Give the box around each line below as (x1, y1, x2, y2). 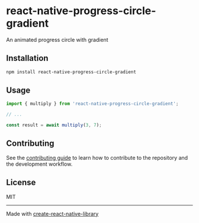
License (6, 178, 36, 188)
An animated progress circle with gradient (6, 36, 108, 43)
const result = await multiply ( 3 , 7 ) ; (6, 122, 102, 128)
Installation (6, 53, 49, 63)
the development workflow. (6, 160, 73, 168)
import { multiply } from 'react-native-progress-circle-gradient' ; (6, 101, 179, 107)
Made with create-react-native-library (6, 210, 99, 217)
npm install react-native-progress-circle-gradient (6, 69, 136, 75)
